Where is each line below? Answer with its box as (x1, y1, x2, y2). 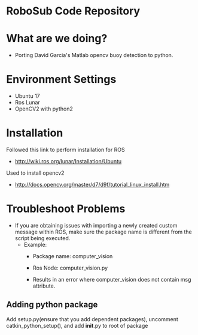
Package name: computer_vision (32, 252, 113, 259)
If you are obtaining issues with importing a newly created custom (14, 222, 178, 229)
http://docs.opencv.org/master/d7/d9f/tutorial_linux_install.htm (14, 181, 170, 188)
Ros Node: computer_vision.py (32, 264, 108, 271)
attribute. (32, 282, 56, 289)
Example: (23, 241, 47, 248)
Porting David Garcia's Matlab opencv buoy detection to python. (14, 52, 173, 59)
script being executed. (14, 234, 71, 241)
